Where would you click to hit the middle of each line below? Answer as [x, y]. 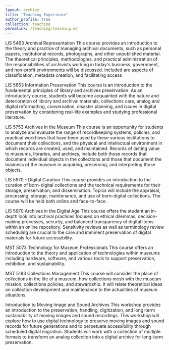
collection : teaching [28, 24]
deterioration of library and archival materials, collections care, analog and [82, 101]
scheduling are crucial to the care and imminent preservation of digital [78, 232]
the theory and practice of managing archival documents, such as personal [83, 48]
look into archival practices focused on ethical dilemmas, [78, 216]
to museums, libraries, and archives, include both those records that [76, 154]
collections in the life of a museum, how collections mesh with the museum [83, 279]
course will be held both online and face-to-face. [56, 201]
